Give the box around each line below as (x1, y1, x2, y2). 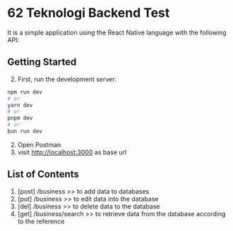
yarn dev (7, 101, 33, 108)
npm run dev (7, 88, 42, 96)
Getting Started (7, 56, 77, 68)
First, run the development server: (17, 75, 117, 83)
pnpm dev (7, 115, 33, 122)
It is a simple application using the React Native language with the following (7, 28, 227, 37)
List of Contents (7, 168, 80, 180)
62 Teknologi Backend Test (7, 5, 170, 21)
